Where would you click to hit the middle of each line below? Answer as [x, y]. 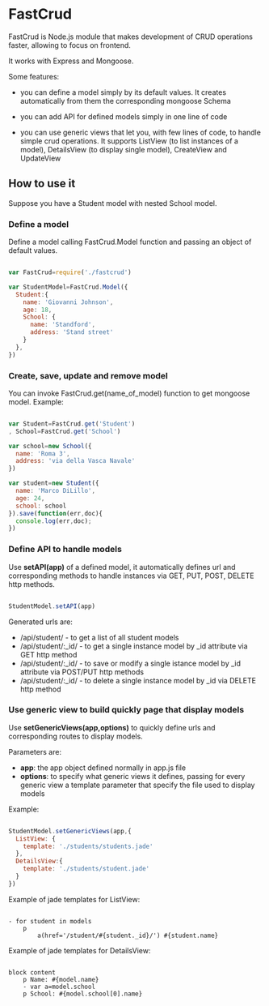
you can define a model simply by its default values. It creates [123, 92]
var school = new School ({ [50, 446]
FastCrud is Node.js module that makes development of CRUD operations [130, 36]
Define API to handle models [65, 550]
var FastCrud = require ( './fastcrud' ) [70, 272]
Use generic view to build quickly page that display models [126, 710]
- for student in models [50, 921]
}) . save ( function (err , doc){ [56, 513]
